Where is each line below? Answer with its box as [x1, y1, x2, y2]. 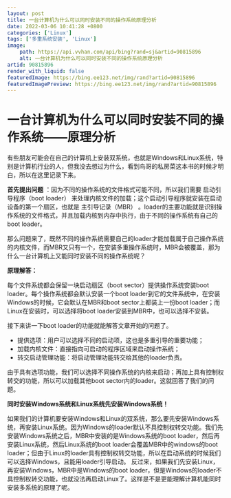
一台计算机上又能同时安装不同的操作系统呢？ [19, 252, 146, 260]
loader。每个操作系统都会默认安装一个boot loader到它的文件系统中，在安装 [7, 290, 221, 298]
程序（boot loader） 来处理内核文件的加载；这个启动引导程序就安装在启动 [12, 194, 222, 203]
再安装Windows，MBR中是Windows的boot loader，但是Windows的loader [7, 466, 217, 475]
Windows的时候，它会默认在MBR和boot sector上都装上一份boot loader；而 [7, 298, 221, 307]
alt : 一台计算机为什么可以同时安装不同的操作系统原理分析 [19, 55, 163, 62]
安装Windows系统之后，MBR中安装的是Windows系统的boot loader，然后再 [7, 432, 220, 440]
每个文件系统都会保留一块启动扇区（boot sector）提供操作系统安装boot [7, 281, 210, 289]
